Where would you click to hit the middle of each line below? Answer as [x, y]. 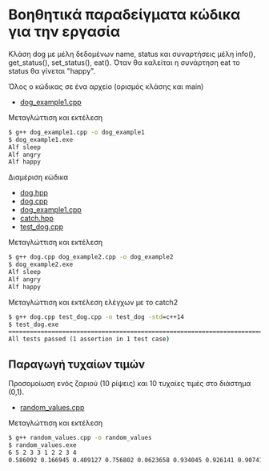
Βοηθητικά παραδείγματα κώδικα [124, 15]
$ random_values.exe [43, 445]
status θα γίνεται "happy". [52, 70]
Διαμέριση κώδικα [38, 177]
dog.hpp [34, 193]
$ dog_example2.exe [41, 265]
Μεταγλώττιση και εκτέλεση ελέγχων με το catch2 [93, 302]
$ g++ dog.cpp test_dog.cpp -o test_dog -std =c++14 [96, 317]
